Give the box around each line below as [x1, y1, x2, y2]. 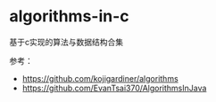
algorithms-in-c [9, 6, 129, 27]
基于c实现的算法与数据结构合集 [9, 36, 123, 47]
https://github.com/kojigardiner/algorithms [21, 73, 179, 83]
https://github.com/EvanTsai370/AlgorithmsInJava [21, 82, 207, 93]
